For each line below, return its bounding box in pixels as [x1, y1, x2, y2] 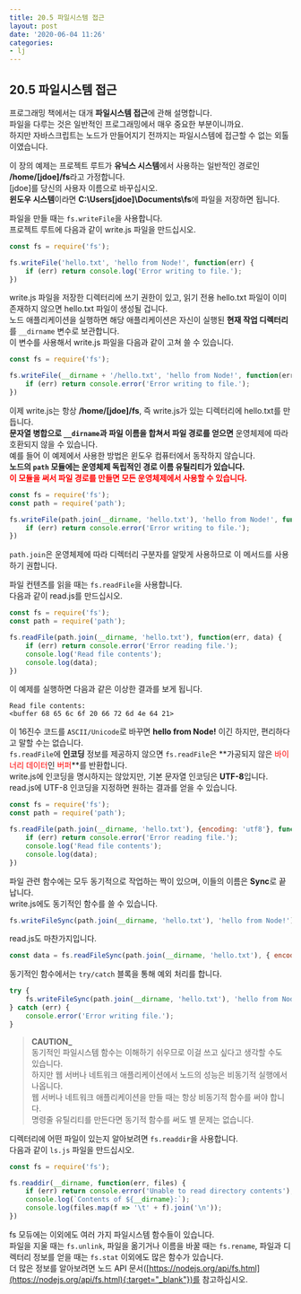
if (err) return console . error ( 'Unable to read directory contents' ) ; [25, 1186, 295, 1196]
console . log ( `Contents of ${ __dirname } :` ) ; [25, 1195, 191, 1204]
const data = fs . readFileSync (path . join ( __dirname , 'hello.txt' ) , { [9, 951, 271, 960]
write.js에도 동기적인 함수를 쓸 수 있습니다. [9, 898, 159, 909]
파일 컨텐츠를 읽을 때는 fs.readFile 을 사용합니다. [9, 580, 183, 590]
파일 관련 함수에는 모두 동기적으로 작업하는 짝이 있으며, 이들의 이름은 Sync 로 [9, 876, 278, 887]
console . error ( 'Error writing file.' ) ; [25, 1011, 175, 1020]
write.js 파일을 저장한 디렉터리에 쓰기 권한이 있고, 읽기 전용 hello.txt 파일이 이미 [9, 293, 288, 303]
